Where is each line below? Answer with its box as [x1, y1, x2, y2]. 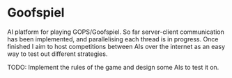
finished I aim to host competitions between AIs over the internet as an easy [7, 42, 225, 50]
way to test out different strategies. [7, 50, 108, 58]
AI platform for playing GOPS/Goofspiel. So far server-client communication [7, 28, 224, 36]
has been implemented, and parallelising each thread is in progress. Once [7, 35, 219, 43]
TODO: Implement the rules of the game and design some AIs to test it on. [7, 63, 219, 71]
